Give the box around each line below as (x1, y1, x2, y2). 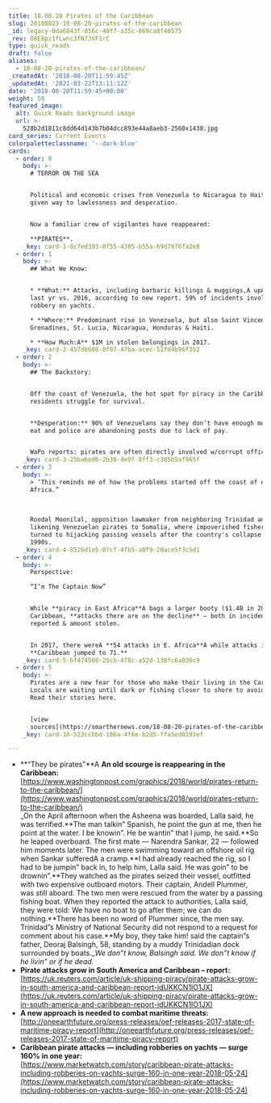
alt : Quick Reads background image (15, 110, 135, 118)
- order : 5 (15, 664, 52, 672)
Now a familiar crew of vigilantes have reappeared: (29, 220, 211, 229)
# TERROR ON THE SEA (29, 170, 99, 178)
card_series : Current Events (8, 132, 106, 140)
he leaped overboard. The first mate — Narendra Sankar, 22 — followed (19, 837, 260, 846)
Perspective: (29, 568, 74, 577)
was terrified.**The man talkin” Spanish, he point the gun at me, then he (19, 820, 262, 829)
